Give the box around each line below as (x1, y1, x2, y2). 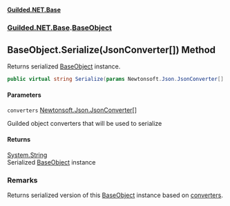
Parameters (7, 91, 41, 99)
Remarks (7, 175, 38, 185)
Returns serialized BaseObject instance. (7, 62, 121, 71)
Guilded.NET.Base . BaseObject (7, 23, 113, 32)
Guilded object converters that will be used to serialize (7, 120, 162, 128)
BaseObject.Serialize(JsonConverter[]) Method (7, 44, 216, 55)
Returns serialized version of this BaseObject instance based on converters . (7, 191, 223, 199)
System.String (7, 151, 48, 159)
